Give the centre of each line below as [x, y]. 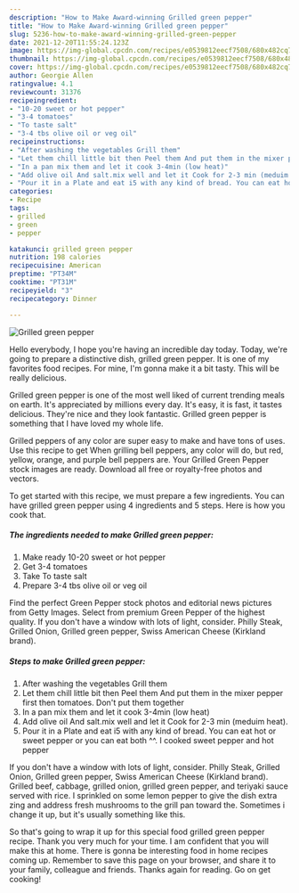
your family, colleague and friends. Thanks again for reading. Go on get [140, 870]
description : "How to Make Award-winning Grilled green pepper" [131, 17]
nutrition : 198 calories [55, 258]
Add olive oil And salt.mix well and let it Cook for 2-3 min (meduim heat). [155, 722]
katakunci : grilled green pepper [71, 249]
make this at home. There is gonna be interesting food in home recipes [139, 851]
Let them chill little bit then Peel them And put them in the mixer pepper [153, 693]
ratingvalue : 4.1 [41, 84]
